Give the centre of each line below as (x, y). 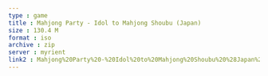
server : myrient (37, 52)
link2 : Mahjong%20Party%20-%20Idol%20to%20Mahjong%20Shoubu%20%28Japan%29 (137, 60)
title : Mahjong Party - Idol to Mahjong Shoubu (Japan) (105, 23)
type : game (28, 15)
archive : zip (32, 45)
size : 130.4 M (33, 30)
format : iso (30, 38)
